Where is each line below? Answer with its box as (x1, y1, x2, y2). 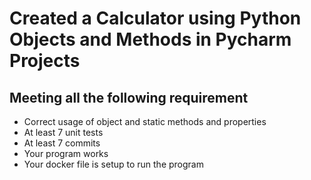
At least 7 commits (23, 137, 101, 149)
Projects (9, 50, 81, 72)
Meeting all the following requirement (9, 89, 249, 106)
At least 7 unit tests (23, 127, 104, 138)
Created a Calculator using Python (9, 7, 302, 30)
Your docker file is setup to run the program (23, 158, 204, 170)
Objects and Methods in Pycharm (9, 28, 292, 51)
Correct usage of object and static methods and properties (23, 116, 267, 127)
